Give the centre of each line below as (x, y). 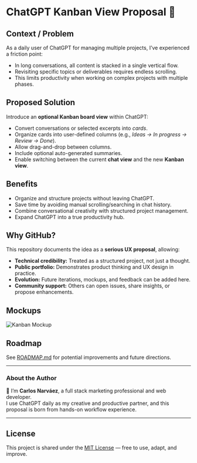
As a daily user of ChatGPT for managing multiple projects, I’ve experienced (98, 48)
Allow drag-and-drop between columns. (63, 147)
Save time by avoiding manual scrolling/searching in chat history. (93, 204)
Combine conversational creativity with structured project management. (101, 210)
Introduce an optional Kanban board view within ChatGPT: (77, 116)
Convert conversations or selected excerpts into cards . (81, 128)
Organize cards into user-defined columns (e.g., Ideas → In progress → (101, 134)
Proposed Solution (40, 103)
